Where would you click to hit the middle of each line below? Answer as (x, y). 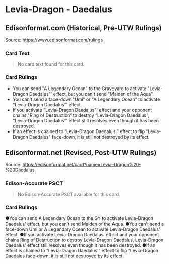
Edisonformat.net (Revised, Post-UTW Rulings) (81, 152)
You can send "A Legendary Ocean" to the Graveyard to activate (79, 88)
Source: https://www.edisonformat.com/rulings (54, 40)
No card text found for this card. (51, 64)
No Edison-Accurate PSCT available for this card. (69, 194)
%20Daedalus (20, 170)
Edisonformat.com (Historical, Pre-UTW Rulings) (84, 28)
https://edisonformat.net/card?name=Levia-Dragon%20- (82, 165)
